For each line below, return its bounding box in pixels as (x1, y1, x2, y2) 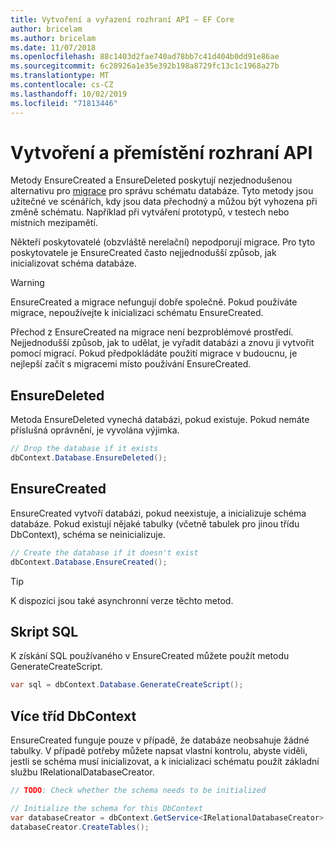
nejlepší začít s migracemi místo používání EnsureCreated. (10, 358, 252, 370)
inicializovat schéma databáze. (10, 257, 138, 270)
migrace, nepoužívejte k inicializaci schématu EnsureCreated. (10, 307, 264, 319)
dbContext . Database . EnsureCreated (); (10, 557, 168, 567)
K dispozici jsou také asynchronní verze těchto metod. (10, 594, 234, 606)
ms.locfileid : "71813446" (10, 98, 118, 108)
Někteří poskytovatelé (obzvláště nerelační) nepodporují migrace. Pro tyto (10, 236, 316, 248)
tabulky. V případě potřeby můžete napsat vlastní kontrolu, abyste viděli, (10, 745, 308, 757)
